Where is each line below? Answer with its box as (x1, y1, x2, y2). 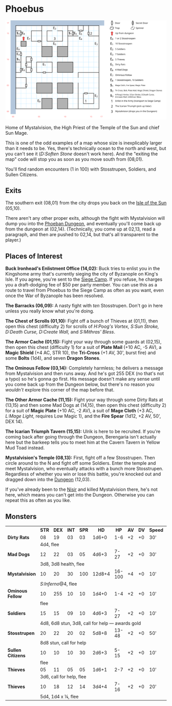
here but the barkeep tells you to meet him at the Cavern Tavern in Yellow (5, 439, 160, 446)
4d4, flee (40, 541, 59, 547)
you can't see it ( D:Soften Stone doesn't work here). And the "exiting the (5, 151, 158, 157)
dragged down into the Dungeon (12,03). (5, 476, 91, 483)
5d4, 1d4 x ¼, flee (40, 693, 79, 699)
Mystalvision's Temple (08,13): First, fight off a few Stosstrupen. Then (5, 454, 155, 461)
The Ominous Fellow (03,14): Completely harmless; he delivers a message (5, 365, 164, 371)
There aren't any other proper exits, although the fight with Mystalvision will (5, 215, 165, 221)
